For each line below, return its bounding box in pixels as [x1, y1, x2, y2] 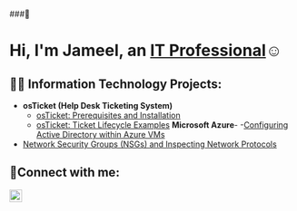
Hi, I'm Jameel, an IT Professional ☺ [9, 41, 283, 61]
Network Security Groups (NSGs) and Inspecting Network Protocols [22, 139, 277, 149]
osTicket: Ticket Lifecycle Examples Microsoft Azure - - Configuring [35, 120, 289, 130]
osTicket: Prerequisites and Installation [35, 110, 182, 120]
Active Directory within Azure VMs [35, 129, 165, 139]
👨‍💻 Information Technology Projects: [9, 76, 223, 91]
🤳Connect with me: [9, 165, 120, 180]
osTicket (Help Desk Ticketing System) [22, 101, 173, 110]
